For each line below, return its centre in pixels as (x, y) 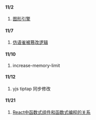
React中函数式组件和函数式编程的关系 (52, 112)
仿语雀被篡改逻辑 (30, 42)
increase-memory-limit (36, 65)
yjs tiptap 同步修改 (31, 88)
